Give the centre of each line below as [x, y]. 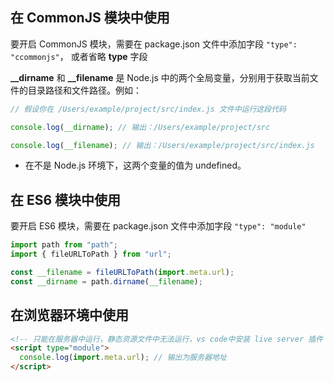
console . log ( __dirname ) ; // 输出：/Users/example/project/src [140, 127]
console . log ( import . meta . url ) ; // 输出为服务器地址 [123, 358]
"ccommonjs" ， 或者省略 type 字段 [79, 56]
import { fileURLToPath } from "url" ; [91, 254]
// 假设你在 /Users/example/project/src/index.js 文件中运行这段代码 [148, 109]
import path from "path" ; [64, 245]
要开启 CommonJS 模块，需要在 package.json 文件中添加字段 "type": [154, 44]
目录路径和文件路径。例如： [84, 90]
